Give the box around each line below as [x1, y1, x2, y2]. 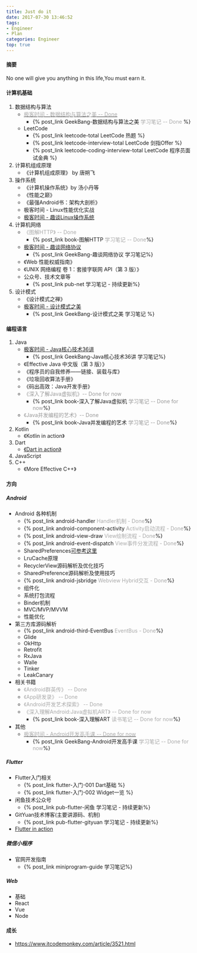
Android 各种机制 [14, 510, 57, 518]
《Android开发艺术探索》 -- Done [23, 701, 103, 708]
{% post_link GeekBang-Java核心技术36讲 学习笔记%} [32, 353, 166, 360]
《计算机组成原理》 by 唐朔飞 [23, 169, 96, 176]
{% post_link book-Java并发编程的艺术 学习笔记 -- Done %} [32, 419, 177, 426]
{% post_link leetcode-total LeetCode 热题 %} [32, 132, 145, 139]
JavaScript [14, 453, 42, 460]
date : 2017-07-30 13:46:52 [6, 14, 73, 20]
